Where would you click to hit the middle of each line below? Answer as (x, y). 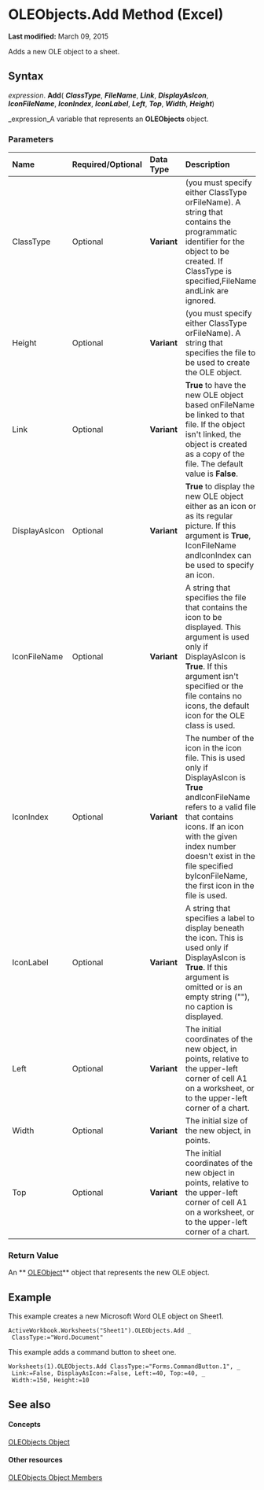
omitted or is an (214, 987)
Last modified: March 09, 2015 (58, 36)
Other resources (35, 1460)
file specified (209, 866)
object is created (216, 444)
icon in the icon (213, 748)
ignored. (200, 301)
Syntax (26, 76)
